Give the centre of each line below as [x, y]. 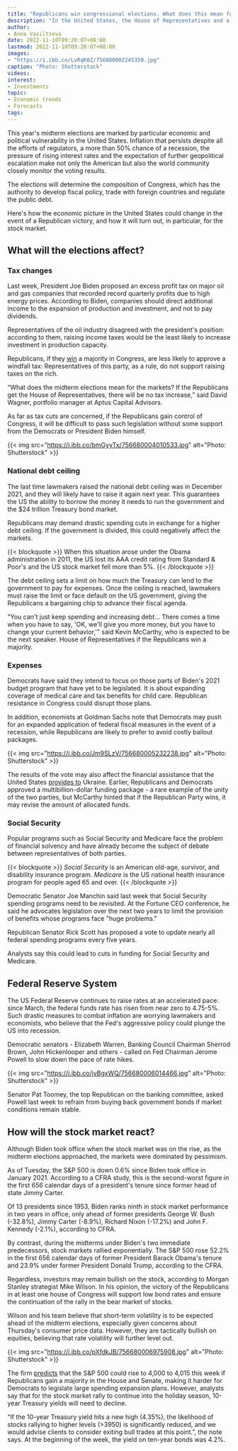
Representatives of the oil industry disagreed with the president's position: [116, 330]
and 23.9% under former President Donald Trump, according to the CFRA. [115, 1265]
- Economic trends [34, 100]
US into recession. [34, 1031]
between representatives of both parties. [67, 853]
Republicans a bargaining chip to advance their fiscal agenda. [97, 603]
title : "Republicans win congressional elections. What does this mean [115, 14]
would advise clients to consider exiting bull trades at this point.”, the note [115, 1432]
